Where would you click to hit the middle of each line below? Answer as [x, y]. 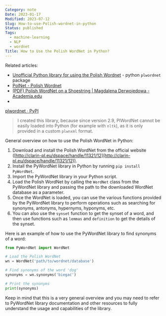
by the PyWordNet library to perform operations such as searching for [84, 203]
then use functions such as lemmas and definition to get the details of [84, 218]
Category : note [21, 10]
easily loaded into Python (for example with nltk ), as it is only [80, 126]
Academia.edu [27, 96]
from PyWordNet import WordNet [37, 248]
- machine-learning [30, 38]
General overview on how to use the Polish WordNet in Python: [69, 140]
